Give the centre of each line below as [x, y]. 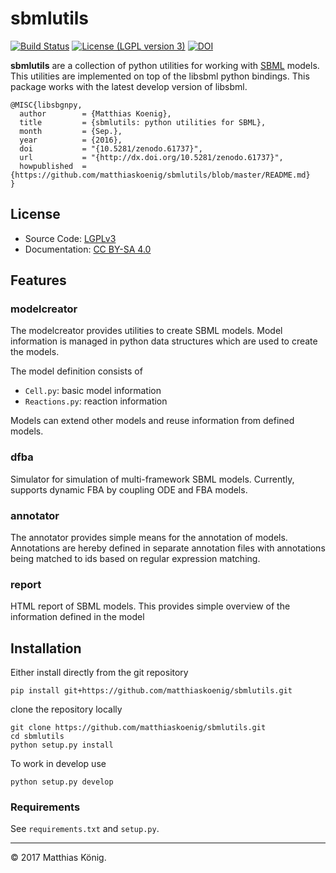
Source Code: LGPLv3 [70, 238]
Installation [46, 648]
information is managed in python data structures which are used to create [164, 341]
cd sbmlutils [37, 737]
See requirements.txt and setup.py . [85, 829]
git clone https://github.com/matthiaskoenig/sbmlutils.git [138, 728]
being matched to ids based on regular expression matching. [135, 559]
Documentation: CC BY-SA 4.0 [88, 249]
